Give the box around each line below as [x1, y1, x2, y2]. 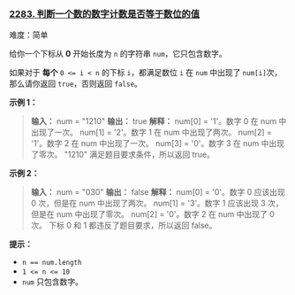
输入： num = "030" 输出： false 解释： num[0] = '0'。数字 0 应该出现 [30, 187, 285, 198]
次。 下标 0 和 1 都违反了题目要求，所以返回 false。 [30, 220, 217, 231]
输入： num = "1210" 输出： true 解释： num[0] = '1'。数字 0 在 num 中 [30, 116, 287, 127]
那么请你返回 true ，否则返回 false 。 [9, 78, 143, 89]
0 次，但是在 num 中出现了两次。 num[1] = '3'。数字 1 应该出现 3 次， [30, 198, 284, 209]
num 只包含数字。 [21, 276, 84, 287]
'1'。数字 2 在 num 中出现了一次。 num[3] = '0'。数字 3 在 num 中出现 [30, 138, 285, 149]
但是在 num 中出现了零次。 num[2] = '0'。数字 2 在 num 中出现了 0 [30, 209, 276, 220]
